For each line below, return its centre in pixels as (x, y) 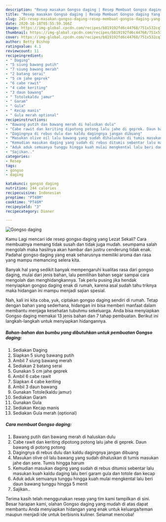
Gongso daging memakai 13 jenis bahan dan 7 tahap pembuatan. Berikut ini (82, 316)
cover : (12, 37)
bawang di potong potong (39, 447)
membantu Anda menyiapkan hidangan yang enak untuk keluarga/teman (79, 509)
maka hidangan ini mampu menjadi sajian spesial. (56, 291)
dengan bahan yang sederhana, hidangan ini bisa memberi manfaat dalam (81, 305)
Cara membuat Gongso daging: (39, 424)
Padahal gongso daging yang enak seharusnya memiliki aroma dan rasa (79, 255)
